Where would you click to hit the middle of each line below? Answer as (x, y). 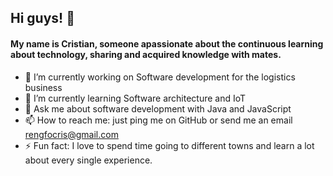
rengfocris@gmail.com (71, 134)
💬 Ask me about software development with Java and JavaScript (158, 108)
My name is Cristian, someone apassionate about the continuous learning (167, 43)
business (43, 87)
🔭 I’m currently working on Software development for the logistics (160, 77)
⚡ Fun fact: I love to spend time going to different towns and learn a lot (169, 145)
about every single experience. (88, 160)
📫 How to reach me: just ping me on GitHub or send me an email (158, 120)
